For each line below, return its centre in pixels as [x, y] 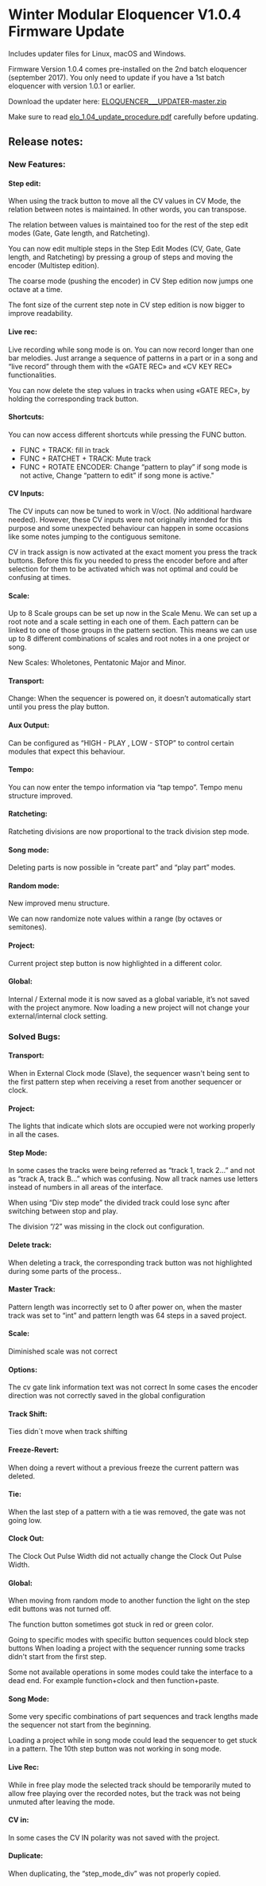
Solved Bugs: [35, 1036]
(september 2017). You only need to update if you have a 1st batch [116, 77]
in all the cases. [34, 1135]
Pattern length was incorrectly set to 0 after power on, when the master [125, 1307]
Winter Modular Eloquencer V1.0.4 [125, 15]
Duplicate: [26, 1856]
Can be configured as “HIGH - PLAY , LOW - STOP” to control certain [121, 742]
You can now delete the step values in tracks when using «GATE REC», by [129, 390]
